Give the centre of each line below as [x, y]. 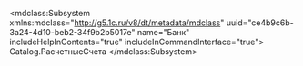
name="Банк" [163, 32]
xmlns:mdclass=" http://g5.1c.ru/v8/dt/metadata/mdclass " [117, 23]
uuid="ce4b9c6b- [260, 23]
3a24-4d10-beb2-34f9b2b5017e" [72, 32]
